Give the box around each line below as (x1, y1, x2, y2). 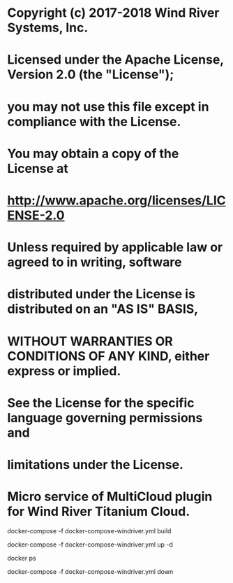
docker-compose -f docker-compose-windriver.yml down (7, 567, 174, 575)
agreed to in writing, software (7, 254, 182, 270)
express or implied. (7, 363, 121, 379)
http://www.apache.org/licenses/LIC (7, 192, 226, 208)
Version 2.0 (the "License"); (7, 66, 174, 83)
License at (7, 160, 68, 176)
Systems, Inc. (7, 20, 89, 36)
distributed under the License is (7, 286, 195, 302)
